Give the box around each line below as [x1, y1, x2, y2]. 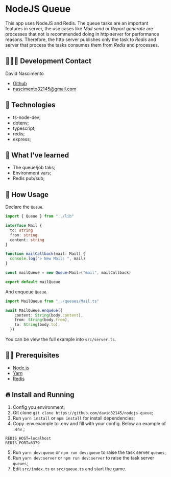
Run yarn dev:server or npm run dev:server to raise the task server [12, 454, 155, 461]
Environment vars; [12, 170, 52, 176]
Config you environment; [12, 404, 65, 410]
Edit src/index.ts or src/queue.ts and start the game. [12, 465, 127, 472]
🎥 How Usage [5, 190, 48, 199]
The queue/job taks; [12, 165, 55, 171]
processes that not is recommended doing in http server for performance [5, 31, 159, 37]
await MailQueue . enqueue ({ [5, 308, 63, 313]
